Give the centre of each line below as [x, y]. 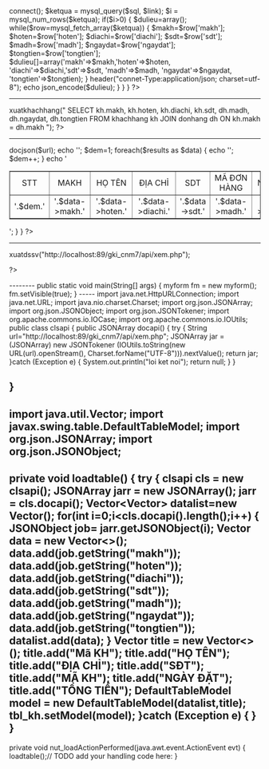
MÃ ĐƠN [231, 178]
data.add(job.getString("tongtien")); [103, 628]
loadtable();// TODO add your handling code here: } [93, 755]
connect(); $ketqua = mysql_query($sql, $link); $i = [94, 11]
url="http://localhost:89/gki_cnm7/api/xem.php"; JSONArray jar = [117, 336]
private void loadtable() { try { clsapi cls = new [127, 479]
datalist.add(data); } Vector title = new [107, 641]
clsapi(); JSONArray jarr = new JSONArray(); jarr [133, 492]
